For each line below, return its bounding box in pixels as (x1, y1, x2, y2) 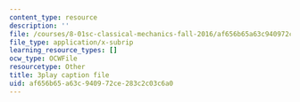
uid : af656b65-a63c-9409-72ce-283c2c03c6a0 (9, 79, 174, 88)
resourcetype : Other (9, 63, 87, 72)
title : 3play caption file (9, 71, 110, 80)
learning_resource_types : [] (9, 46, 118, 55)
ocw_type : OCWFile (9, 54, 78, 63)
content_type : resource (9, 12, 98, 22)
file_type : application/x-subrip (9, 37, 134, 47)
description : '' (9, 21, 70, 30)
